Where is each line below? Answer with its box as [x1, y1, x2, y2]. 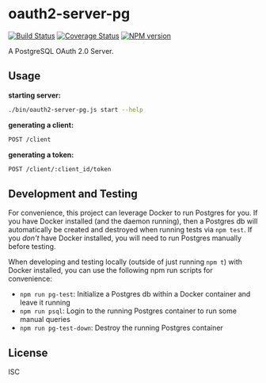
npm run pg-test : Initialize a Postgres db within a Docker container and [19, 289, 251, 299]
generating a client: [8, 120, 74, 129]
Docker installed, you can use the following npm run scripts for [8, 266, 213, 275]
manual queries [19, 315, 71, 324]
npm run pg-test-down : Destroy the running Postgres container [19, 323, 223, 333]
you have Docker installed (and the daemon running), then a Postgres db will [8, 216, 258, 226]
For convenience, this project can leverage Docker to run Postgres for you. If [8, 208, 258, 218]
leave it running [19, 298, 71, 308]
